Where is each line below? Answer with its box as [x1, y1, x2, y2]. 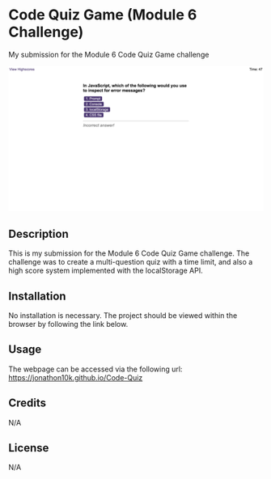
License [8, 441, 49, 455]
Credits [8, 396, 47, 410]
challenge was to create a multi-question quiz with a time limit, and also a [8, 257, 253, 267]
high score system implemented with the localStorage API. [8, 265, 204, 276]
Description [8, 227, 69, 240]
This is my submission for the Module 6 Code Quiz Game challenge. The [8, 248, 250, 258]
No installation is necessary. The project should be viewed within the [8, 311, 238, 320]
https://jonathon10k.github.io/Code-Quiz [8, 372, 143, 382]
